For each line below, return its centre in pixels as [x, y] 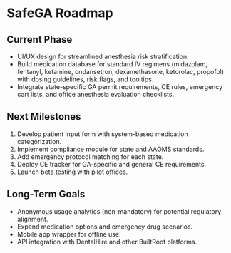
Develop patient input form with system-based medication [102, 134]
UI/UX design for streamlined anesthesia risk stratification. [103, 56]
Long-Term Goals [46, 194]
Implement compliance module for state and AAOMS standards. [111, 149]
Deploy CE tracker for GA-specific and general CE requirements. [112, 164]
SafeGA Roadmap [60, 13]
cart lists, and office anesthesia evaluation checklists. [96, 94]
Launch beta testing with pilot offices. [72, 172]
